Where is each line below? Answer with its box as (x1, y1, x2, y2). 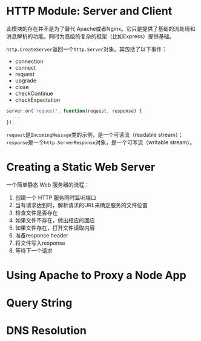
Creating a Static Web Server (6, 160, 156, 174)
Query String (6, 296, 73, 310)
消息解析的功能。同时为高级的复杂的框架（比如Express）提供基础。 (6, 32, 175, 40)
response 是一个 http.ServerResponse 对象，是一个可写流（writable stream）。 (6, 138, 196, 146)
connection (15, 58, 44, 65)
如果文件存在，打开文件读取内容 (15, 224, 95, 231)
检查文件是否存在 (15, 209, 58, 216)
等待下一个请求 (15, 247, 53, 254)
